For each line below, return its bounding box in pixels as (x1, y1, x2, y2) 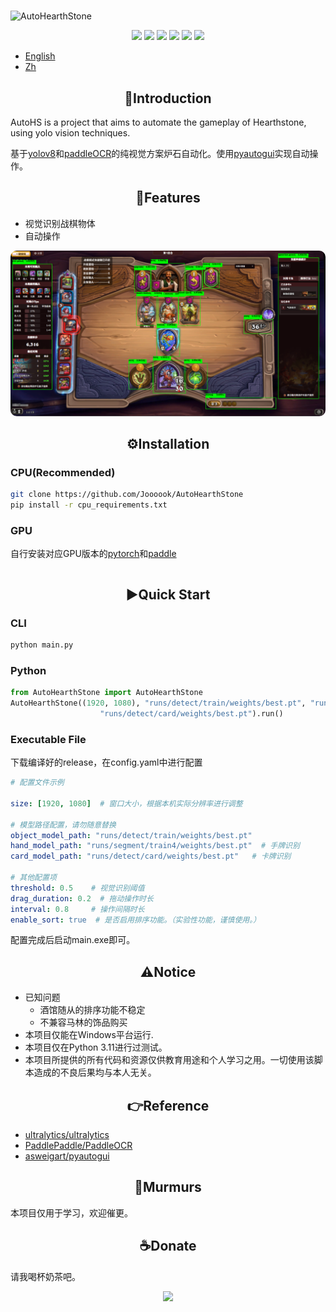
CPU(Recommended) (10, 465, 116, 479)
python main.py (10, 640, 74, 650)
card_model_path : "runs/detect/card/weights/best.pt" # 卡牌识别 (10, 851, 292, 862)
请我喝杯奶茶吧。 (10, 1270, 81, 1282)
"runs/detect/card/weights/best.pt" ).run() (99, 708, 284, 719)
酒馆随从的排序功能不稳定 (39, 1004, 146, 1016)
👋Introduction (124, 90, 212, 107)
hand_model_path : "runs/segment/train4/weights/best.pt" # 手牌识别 (10, 841, 300, 851)
